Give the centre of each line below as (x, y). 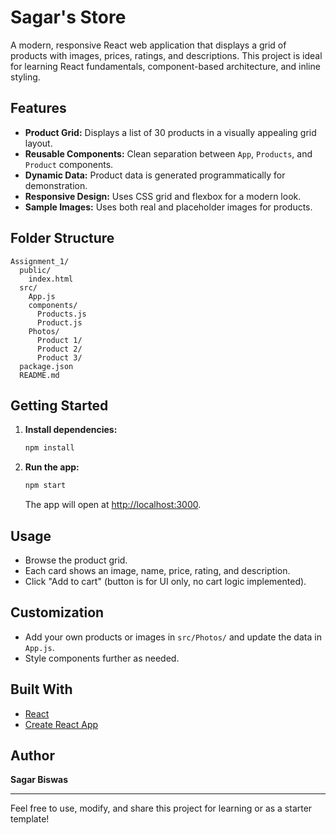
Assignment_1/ (40, 261)
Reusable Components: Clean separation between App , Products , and (168, 153)
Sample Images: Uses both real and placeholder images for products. (168, 207)
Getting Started (59, 405)
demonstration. (56, 185)
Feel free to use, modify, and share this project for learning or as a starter (161, 808)
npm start (45, 486)
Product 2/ (59, 349)
